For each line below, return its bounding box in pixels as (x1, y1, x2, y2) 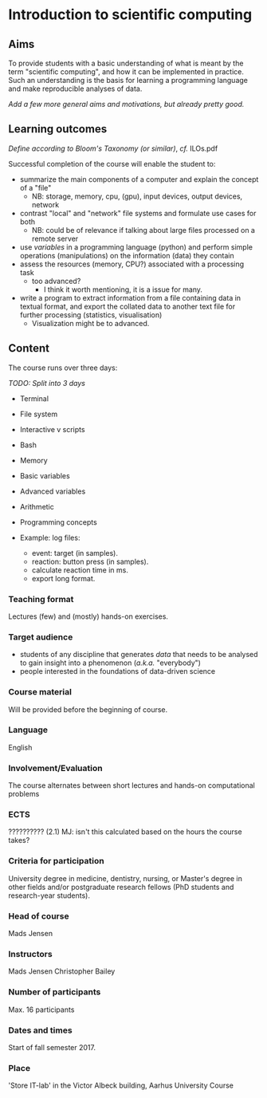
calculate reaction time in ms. (31, 565, 129, 575)
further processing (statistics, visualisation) (19, 309, 163, 320)
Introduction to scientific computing (8, 6, 253, 24)
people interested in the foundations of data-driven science (19, 667, 216, 676)
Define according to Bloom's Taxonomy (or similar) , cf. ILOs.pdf (8, 144, 218, 153)
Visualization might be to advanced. (31, 318, 150, 328)
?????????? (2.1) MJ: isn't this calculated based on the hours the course (8, 827, 242, 836)
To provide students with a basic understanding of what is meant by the (8, 58, 244, 68)
